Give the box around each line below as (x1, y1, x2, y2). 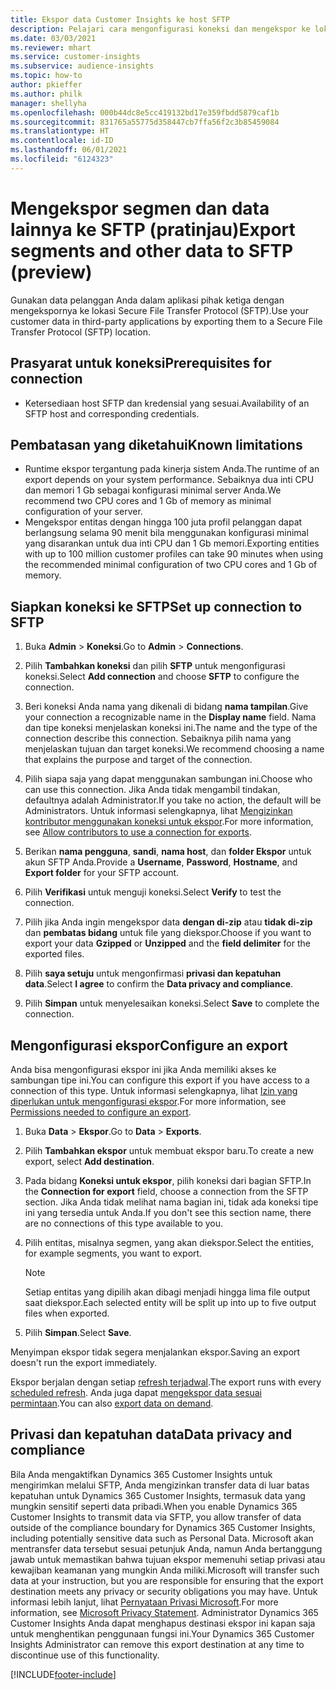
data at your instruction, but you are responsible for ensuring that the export (10, 1574, 324, 1586)
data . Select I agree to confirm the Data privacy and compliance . (24, 978, 294, 990)
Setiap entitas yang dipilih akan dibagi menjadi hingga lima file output (24, 1286, 311, 1298)
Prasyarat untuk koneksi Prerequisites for (10, 355, 272, 372)
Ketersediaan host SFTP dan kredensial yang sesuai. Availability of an (24, 397, 310, 409)
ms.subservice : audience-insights (10, 61, 155, 71)
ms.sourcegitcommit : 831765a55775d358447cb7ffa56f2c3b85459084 (10, 117, 280, 127)
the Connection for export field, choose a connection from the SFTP (24, 1185, 309, 1197)
